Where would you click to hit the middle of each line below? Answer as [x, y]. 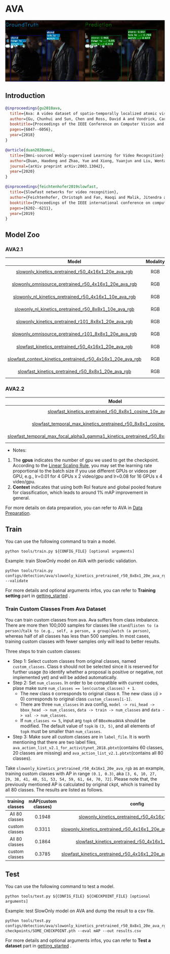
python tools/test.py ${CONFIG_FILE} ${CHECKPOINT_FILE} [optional [78, 897]
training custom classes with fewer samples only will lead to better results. [83, 641]
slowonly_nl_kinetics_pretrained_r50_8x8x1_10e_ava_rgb [74, 309]
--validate [17, 581]
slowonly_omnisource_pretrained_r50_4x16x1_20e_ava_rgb [75, 284]
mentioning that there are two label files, [55, 742]
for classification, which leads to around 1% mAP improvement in [80, 493]
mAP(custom [43, 801]
